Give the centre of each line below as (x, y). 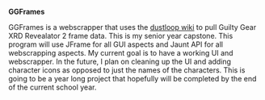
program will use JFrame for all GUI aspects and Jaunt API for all (116, 44)
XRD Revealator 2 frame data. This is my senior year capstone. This (121, 36)
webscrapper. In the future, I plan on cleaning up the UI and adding (120, 61)
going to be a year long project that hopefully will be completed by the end (132, 79)
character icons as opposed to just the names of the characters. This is (127, 70)
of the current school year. (53, 87)
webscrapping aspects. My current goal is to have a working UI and (121, 53)
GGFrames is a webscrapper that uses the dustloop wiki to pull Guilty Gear (132, 27)
